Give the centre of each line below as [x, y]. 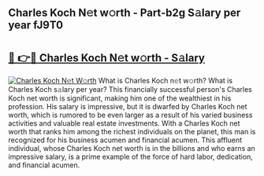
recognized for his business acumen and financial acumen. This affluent [125, 140]
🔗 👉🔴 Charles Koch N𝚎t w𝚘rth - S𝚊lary [106, 58]
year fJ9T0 [36, 26]
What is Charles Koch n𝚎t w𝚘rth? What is [165, 81]
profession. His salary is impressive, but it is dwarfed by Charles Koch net [128, 106]
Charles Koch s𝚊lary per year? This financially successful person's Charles [130, 89]
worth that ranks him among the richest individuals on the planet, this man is [132, 132]
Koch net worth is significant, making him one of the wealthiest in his [120, 98]
